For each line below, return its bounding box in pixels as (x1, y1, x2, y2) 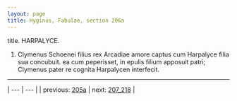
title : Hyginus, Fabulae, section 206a (7, 17, 125, 24)
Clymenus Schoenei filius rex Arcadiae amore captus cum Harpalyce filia (17, 50, 229, 59)
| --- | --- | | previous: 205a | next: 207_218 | (7, 85, 135, 94)
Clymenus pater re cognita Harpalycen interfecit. (17, 65, 160, 73)
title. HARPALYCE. (7, 36, 60, 44)
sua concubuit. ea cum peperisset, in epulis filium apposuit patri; (17, 57, 206, 66)
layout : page (7, 10, 46, 18)
